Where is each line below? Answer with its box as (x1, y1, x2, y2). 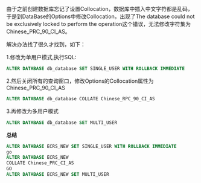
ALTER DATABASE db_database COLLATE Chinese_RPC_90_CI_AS (6, 95, 155, 101)
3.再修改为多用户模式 (6, 108, 59, 115)
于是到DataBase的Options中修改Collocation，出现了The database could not (6, 13, 195, 20)
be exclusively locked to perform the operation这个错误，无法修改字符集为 (6, 21, 191, 27)
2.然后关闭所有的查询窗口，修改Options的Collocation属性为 (6, 77, 154, 85)
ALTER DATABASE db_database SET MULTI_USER (6, 120, 118, 126)
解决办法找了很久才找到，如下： (6, 41, 86, 48)
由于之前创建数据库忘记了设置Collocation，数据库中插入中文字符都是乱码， (6, 5, 193, 12)
